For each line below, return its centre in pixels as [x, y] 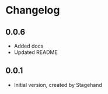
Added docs [29, 46]
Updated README [36, 52]
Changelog [33, 10]
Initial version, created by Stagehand [58, 85]
